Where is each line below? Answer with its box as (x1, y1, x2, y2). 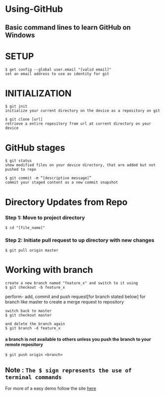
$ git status (5, 158, 32, 164)
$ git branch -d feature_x (5, 326, 61, 331)
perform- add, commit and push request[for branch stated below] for (5, 294, 146, 300)
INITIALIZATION (5, 88, 72, 99)
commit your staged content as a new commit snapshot (5, 180, 119, 185)
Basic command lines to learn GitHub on (5, 23, 131, 32)
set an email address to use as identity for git (5, 71, 110, 76)
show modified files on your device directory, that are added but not (5, 163, 156, 168)
